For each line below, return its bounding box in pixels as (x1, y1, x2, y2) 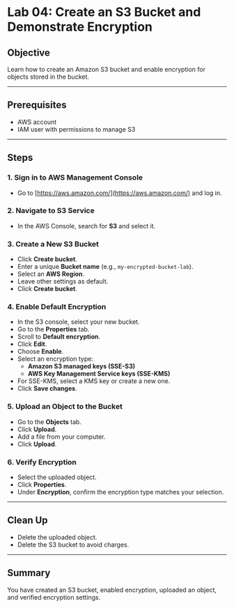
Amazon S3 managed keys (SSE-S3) (27, 362, 136, 371)
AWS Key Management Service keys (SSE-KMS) (27, 370, 171, 378)
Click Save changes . (17, 384, 78, 393)
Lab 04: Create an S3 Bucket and (7, 4, 201, 20)
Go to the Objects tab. (17, 417, 82, 426)
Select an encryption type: (17, 354, 94, 363)
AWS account (17, 118, 57, 126)
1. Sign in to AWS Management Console (7, 173, 143, 182)
